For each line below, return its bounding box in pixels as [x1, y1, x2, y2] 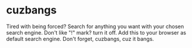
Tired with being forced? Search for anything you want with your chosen [6, 23, 184, 30]
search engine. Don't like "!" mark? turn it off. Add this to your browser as [6, 29, 187, 36]
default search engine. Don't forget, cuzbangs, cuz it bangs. [6, 35, 154, 42]
